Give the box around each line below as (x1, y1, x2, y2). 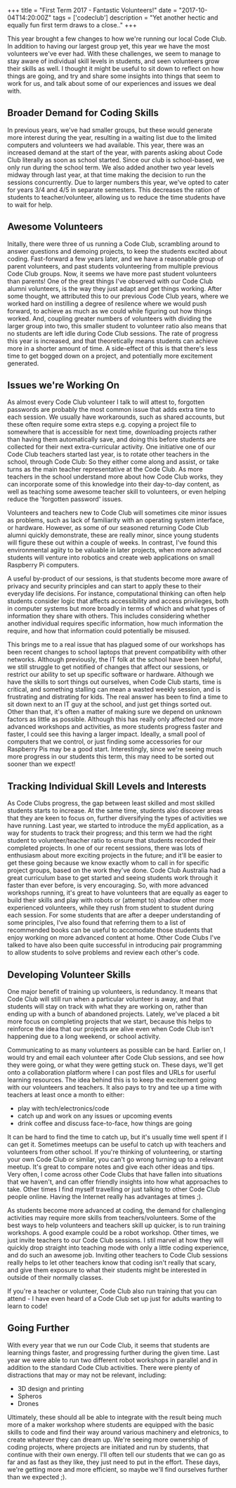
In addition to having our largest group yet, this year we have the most (7, 42, 210, 50)
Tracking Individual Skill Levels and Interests (7, 780, 207, 792)
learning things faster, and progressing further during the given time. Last (7, 1348, 220, 1357)
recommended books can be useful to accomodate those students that (7, 926, 213, 934)
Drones (17, 1399, 39, 1408)
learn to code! (7, 1302, 48, 1310)
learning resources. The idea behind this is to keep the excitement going (7, 1075, 216, 1085)
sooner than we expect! (7, 760, 76, 768)
